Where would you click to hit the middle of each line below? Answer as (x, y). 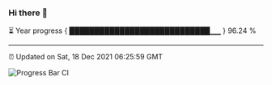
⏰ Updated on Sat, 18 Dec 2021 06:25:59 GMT (86, 57)
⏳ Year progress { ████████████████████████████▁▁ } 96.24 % (132, 30)
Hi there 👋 (28, 13)
